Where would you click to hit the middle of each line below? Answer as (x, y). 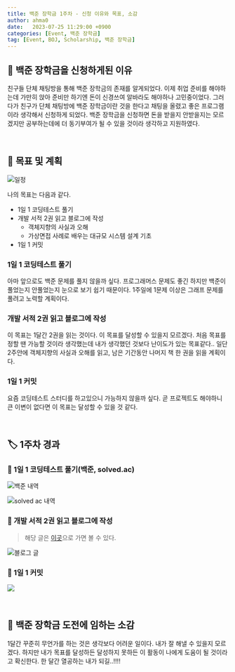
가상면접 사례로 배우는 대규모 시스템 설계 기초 (90, 235)
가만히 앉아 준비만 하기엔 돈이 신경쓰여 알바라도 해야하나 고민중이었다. (116, 97)
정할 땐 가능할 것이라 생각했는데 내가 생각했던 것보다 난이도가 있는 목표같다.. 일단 (117, 344)
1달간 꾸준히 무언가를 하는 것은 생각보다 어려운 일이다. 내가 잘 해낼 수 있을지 (110, 643)
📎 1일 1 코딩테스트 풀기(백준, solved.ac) (71, 469)
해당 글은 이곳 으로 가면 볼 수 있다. (70, 537)
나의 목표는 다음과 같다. (39, 195)
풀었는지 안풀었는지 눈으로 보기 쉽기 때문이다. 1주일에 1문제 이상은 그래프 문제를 (115, 290)
